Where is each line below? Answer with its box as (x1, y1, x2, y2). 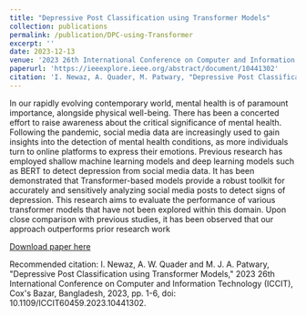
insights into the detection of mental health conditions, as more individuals (9, 136, 289, 147)
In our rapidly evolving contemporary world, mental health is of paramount (9, 97, 289, 108)
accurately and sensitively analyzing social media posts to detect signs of (9, 184, 286, 196)
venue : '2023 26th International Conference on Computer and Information (9, 56, 296, 65)
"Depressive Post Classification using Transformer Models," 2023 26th (9, 268, 276, 279)
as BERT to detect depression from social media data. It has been (9, 165, 255, 176)
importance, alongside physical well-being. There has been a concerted (9, 107, 280, 118)
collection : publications (9, 22, 107, 31)
